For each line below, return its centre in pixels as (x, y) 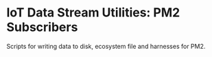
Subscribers (42, 27)
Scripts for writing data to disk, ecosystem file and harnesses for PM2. (106, 46)
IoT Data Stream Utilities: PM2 (93, 13)
